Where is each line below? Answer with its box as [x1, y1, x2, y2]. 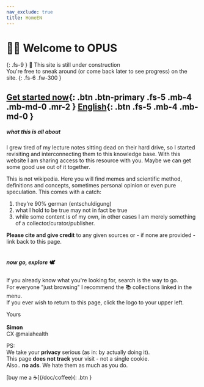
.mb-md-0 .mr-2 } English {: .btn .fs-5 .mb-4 [6, 102, 178, 112]
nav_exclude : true [6, 9, 53, 15]
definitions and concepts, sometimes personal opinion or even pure [6, 181, 177, 189]
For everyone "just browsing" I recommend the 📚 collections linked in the [6, 283, 192, 291]
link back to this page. [6, 238, 62, 245]
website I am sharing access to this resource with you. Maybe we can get [6, 157, 191, 164]
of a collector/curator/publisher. [15, 219, 95, 227]
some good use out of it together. [6, 163, 90, 170]
